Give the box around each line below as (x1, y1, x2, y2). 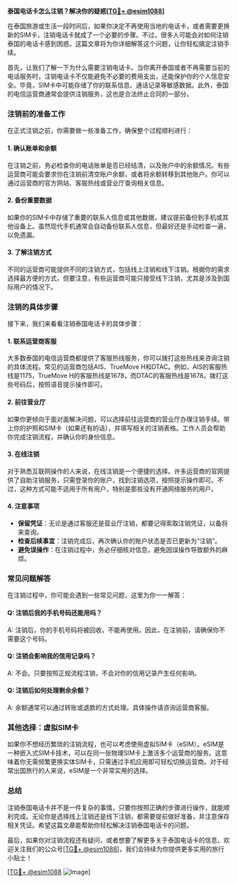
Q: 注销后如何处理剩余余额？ (7, 686, 90, 695)
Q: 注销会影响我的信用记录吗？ (7, 652, 97, 660)
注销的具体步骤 (7, 302, 59, 312)
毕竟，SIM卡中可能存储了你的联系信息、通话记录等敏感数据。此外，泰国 (19, 81, 229, 89)
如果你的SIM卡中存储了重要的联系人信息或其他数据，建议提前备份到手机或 (7, 213, 223, 221)
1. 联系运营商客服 (7, 336, 57, 345)
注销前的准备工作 (7, 109, 66, 118)
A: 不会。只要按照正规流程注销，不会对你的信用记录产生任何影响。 (7, 669, 201, 677)
